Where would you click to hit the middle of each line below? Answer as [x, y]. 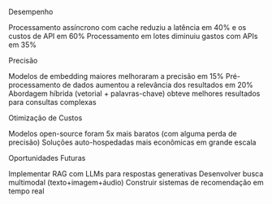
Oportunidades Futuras [47, 158]
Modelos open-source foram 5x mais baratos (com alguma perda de [123, 134]
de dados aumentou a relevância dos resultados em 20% [158, 85]
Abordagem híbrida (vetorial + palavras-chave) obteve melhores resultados [134, 93]
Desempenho [31, 12]
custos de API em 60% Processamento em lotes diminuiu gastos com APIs [133, 36]
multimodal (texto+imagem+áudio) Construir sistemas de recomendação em [136, 182]
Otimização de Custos [45, 118]
